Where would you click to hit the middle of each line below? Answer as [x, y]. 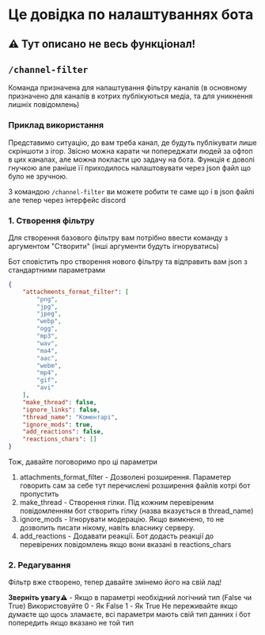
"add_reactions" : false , [63, 432]
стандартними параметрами [57, 270]
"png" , [47, 299]
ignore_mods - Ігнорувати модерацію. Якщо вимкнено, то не [121, 519]
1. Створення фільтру [51, 220]
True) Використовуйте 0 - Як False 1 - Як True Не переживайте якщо [123, 606]
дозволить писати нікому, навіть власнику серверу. [107, 528]
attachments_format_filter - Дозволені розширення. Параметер [125, 477]
